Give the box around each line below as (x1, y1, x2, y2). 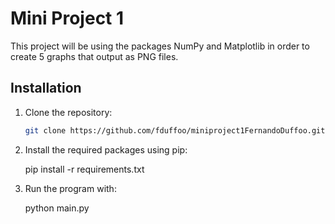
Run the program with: (24, 182, 117, 194)
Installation (10, 80, 82, 97)
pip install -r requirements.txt (24, 163, 145, 175)
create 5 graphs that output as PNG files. (10, 50, 179, 62)
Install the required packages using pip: (24, 143, 188, 156)
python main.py (24, 202, 90, 214)
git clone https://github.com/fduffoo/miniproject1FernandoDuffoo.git (24, 125, 326, 136)
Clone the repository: (24, 106, 113, 118)
